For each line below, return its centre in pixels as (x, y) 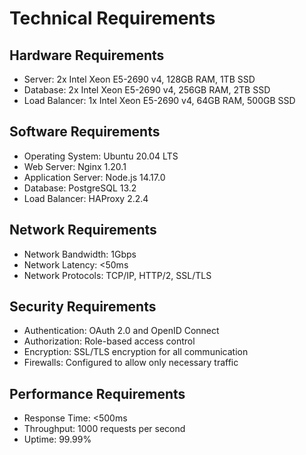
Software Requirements (85, 132)
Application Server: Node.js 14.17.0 (94, 177)
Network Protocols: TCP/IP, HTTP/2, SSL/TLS (117, 275)
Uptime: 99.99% (57, 439)
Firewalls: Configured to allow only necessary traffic (131, 363)
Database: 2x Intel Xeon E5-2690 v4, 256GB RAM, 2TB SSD (147, 90)
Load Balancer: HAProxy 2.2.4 (86, 198)
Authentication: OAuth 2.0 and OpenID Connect (121, 331)
